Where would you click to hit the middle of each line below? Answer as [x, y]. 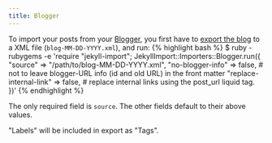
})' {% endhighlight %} [46, 90]
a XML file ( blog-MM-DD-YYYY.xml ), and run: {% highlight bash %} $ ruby [128, 47]
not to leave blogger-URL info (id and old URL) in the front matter [117, 73]
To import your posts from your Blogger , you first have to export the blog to [134, 39]
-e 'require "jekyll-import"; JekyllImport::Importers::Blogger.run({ [152, 56]
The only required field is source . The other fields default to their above [127, 106]
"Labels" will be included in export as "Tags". [84, 130]
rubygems [25, 56]
